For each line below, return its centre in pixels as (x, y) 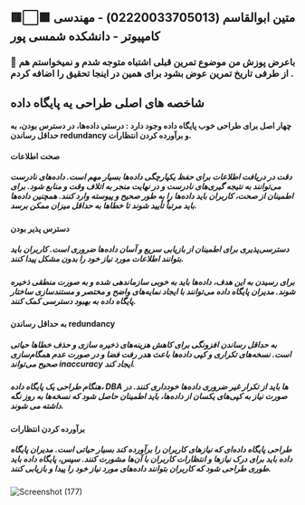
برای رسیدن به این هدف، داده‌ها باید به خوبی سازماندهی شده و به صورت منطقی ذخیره (152, 281)
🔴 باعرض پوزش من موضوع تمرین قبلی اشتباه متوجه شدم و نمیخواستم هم (153, 62)
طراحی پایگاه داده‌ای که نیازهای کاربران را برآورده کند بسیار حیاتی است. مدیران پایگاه (151, 450)
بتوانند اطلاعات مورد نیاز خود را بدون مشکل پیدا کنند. (97, 259)
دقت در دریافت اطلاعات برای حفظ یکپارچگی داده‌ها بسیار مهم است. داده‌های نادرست (151, 176)
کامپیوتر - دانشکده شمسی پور (86, 37)
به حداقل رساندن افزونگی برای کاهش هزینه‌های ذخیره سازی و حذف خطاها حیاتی (143, 344)
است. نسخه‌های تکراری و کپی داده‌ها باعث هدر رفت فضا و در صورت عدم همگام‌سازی (151, 354)
